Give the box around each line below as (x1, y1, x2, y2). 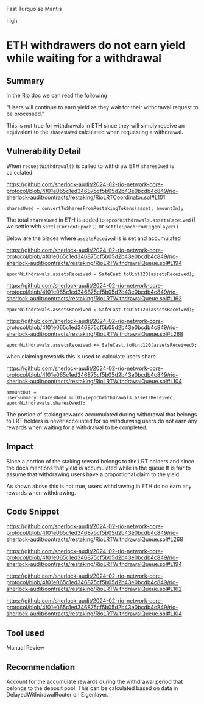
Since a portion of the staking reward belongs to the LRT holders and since (6, 457, 195, 465)
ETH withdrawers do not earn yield (6, 38, 186, 53)
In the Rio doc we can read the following (6, 92, 108, 99)
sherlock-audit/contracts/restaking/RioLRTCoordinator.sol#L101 (6, 194, 166, 201)
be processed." (6, 110, 44, 117)
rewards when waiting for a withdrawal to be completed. (6, 424, 148, 431)
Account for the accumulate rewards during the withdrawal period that (6, 678, 183, 686)
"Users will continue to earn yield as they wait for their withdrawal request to (6, 104, 199, 111)
